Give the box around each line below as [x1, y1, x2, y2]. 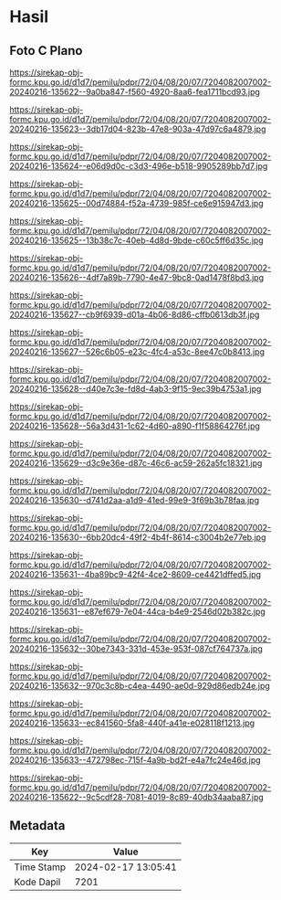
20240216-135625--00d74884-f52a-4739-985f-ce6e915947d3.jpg [9, 198, 264, 208]
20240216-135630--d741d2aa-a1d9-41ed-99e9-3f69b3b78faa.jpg [9, 495, 260, 505]
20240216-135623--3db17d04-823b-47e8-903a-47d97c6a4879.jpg [9, 123, 266, 134]
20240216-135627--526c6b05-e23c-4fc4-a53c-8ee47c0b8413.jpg [9, 346, 265, 357]
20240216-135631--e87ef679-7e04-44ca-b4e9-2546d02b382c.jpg [9, 606, 266, 617]
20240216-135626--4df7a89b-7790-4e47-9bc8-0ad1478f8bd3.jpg [9, 272, 265, 282]
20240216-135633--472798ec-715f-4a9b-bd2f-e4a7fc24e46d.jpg [9, 755, 262, 765]
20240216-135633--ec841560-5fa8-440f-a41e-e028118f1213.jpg [9, 717, 255, 728]
